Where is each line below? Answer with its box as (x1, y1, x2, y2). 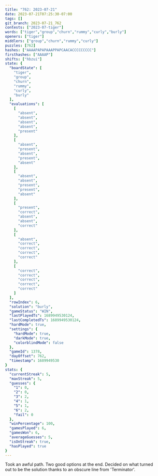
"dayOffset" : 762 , (9, 354, 47, 359)
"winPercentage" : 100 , (9, 421, 55, 426)
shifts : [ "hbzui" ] (5, 57, 42, 61)
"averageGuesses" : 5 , (9, 435, 53, 440)
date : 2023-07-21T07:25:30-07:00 (5, 12, 72, 16)
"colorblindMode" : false (14, 340, 64, 345)
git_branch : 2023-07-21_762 (5, 20, 62, 26)
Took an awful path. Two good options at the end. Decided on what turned (5, 461, 153, 467)
